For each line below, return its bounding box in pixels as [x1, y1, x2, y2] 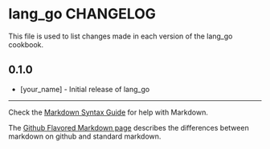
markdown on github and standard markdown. [8, 131, 162, 141]
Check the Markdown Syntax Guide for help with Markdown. [8, 107, 209, 117]
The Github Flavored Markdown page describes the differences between [8, 123, 249, 132]
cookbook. [8, 39, 44, 49]
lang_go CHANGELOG [8, 5, 157, 23]
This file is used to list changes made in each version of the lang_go [8, 31, 233, 41]
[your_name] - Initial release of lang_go [19, 84, 150, 94]
